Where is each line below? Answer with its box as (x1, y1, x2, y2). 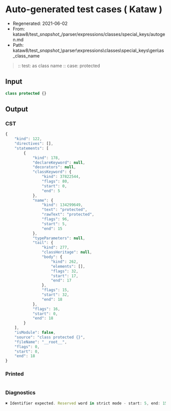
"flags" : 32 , (50, 268, 79, 274)
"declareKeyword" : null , (32, 160, 85, 165)
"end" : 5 (41, 188, 60, 194)
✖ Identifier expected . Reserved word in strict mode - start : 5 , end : (5, 400, 160, 406)
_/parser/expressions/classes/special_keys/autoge (59, 31, 165, 37)
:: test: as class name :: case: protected (17, 62, 100, 69)
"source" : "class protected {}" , (14, 334, 85, 340)
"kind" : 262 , (50, 259, 79, 264)
